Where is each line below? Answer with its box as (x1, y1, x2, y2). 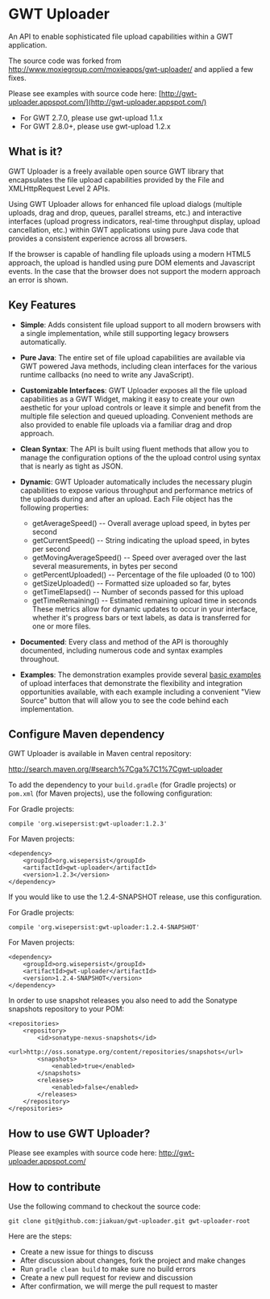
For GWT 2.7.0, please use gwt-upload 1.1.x (19, 112, 164, 122)
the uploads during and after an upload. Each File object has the (19, 494, 234, 503)
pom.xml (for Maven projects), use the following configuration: (8, 788, 213, 798)
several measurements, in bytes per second (31, 561, 178, 570)
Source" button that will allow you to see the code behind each (19, 696, 229, 705)
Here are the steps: (8, 1231, 73, 1241)
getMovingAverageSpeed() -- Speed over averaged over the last (31, 553, 247, 562)
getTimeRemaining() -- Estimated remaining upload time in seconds (31, 595, 257, 605)
